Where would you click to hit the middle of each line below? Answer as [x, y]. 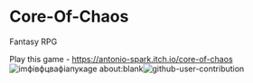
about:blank [121, 69]
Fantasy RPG [33, 41]
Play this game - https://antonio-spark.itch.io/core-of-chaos [121, 59]
